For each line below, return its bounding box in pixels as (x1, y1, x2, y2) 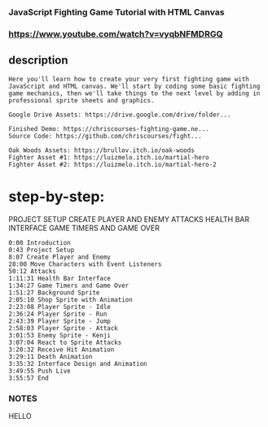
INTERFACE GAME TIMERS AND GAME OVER (8, 223, 160, 233)
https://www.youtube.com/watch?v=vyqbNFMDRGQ (8, 28, 223, 39)
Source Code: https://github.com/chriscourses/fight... (8, 132, 202, 140)
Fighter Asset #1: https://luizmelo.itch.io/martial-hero (8, 153, 209, 161)
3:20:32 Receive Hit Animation (8, 345, 115, 354)
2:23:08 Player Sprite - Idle (8, 303, 112, 311)
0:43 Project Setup (8, 246, 75, 254)
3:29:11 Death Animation (8, 352, 93, 360)
